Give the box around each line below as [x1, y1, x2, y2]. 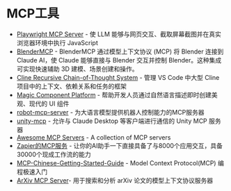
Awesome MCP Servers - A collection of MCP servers [16, 133, 171, 142]
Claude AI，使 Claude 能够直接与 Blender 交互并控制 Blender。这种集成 [16, 56, 222, 64]
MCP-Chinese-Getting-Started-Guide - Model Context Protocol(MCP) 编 [16, 158, 224, 167]
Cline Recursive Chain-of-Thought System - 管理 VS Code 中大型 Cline [16, 73, 220, 81]
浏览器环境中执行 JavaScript [16, 38, 98, 47]
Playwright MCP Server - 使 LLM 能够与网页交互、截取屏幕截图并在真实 [16, 30, 222, 38]
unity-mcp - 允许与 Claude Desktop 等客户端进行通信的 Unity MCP [16, 117, 208, 125]
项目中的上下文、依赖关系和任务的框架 [16, 82, 127, 90]
